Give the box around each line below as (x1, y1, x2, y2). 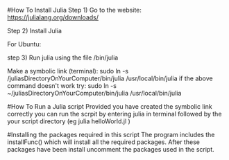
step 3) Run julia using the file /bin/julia (7, 53, 119, 62)
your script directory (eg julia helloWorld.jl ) (7, 117, 130, 125)
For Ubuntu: (7, 40, 42, 48)
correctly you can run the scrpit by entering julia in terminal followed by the (7, 110, 222, 118)
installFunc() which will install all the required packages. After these (7, 138, 200, 146)
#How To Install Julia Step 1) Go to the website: (7, 6, 142, 14)
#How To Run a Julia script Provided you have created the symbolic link (7, 103, 213, 110)
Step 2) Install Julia (7, 27, 62, 35)
